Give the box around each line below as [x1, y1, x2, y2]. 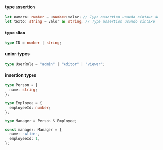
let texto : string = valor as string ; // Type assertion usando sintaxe [5, 19, 155, 24]
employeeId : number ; [9, 105, 51, 110]
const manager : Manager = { [5, 127, 62, 132]
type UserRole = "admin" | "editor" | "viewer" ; [5, 62, 105, 67]
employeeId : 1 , [9, 136, 40, 141]
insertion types [5, 72, 37, 78]
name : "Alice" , [9, 132, 40, 137]
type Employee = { [5, 100, 42, 105]
